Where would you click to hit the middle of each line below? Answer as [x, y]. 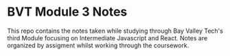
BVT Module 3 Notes [67, 12]
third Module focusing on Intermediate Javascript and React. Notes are [107, 38]
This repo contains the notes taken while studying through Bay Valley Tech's [115, 31]
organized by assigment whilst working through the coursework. [98, 45]
